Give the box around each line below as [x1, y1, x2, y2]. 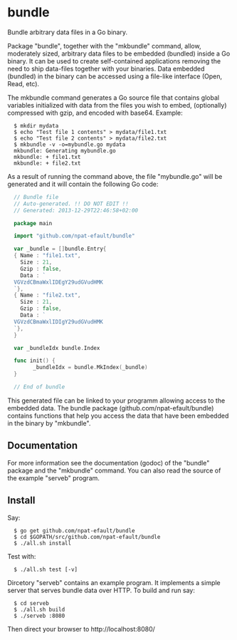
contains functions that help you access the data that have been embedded [7, 411, 229, 420]
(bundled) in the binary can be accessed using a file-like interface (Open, [7, 72, 223, 81]
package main [14, 220, 53, 227]
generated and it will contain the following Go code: [7, 180, 159, 188]
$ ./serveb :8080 [14, 612, 65, 619]
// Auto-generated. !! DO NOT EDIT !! [14, 200, 130, 207]
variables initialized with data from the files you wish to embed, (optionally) [7, 100, 227, 109]
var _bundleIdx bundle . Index [14, 344, 100, 351]
